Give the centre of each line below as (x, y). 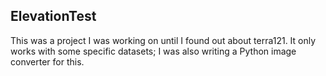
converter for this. (47, 61)
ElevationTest (53, 16)
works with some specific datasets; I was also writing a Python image (153, 51)
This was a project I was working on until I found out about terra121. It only (163, 40)
